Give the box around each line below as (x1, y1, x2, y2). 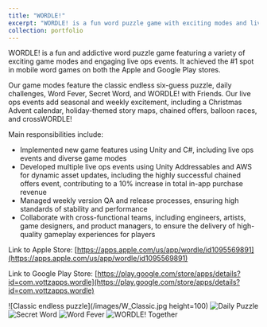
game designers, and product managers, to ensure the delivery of (19, 221, 236, 231)
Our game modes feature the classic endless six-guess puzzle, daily (8, 80, 232, 90)
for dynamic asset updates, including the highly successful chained (19, 170, 241, 180)
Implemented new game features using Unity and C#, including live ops (19, 145, 254, 155)
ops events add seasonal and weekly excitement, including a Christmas (8, 97, 242, 107)
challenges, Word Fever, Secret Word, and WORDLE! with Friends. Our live (8, 89, 252, 99)
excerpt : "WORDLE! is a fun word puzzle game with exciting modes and (8, 19, 247, 27)
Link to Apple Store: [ (8, 245, 78, 255)
